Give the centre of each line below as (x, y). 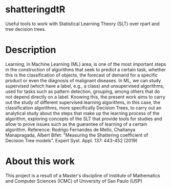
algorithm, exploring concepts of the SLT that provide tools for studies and (84, 119)
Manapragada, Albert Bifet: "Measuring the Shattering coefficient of (77, 135)
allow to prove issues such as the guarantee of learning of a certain (76, 124)
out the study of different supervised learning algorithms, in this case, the (83, 102)
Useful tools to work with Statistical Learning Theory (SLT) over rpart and (82, 24)
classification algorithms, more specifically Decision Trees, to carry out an (83, 108)
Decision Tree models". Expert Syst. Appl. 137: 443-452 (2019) (71, 140)
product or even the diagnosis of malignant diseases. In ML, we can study (83, 80)
